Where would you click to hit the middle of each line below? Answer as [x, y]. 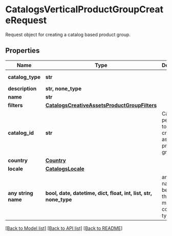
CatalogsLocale [65, 169]
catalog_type [24, 77]
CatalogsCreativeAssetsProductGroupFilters [101, 105]
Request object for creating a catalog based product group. [68, 34]
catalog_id [21, 133]
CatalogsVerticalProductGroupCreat [84, 9]
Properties [23, 51]
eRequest [26, 20]
